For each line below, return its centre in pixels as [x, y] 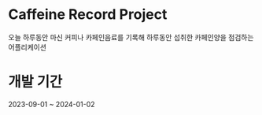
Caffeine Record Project [88, 15]
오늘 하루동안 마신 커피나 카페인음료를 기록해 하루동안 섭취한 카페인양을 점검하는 [131, 37]
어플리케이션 [28, 47]
